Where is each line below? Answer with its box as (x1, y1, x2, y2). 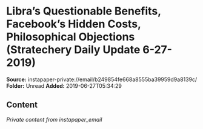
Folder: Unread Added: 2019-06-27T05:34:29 (6, 82, 122, 89)
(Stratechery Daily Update (6, 43, 141, 57)
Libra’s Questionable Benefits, (6, 4, 162, 18)
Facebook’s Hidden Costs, (6, 17, 141, 31)
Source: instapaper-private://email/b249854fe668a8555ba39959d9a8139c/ (6, 76, 198, 83)
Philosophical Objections (6, 30, 135, 44)
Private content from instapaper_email (6, 116, 102, 123)
